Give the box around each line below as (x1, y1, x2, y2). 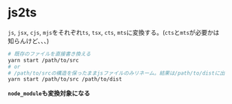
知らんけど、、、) (8, 36, 50, 45)
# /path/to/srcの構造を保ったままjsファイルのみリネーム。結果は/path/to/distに (8, 70, 220, 77)
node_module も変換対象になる (8, 89, 90, 97)
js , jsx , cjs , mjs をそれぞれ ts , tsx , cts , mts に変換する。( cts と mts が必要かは (8, 28, 220, 36)
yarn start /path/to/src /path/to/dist (8, 76, 123, 83)
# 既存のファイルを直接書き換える (8, 50, 92, 57)
